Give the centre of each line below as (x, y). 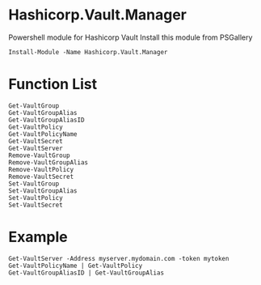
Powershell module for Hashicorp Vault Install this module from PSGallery (130, 37)
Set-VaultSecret (36, 205)
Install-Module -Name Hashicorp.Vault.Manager (88, 52)
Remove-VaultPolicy (41, 169)
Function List (53, 85)
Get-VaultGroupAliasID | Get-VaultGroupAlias (86, 273)
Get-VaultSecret (36, 141)
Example (38, 237)
